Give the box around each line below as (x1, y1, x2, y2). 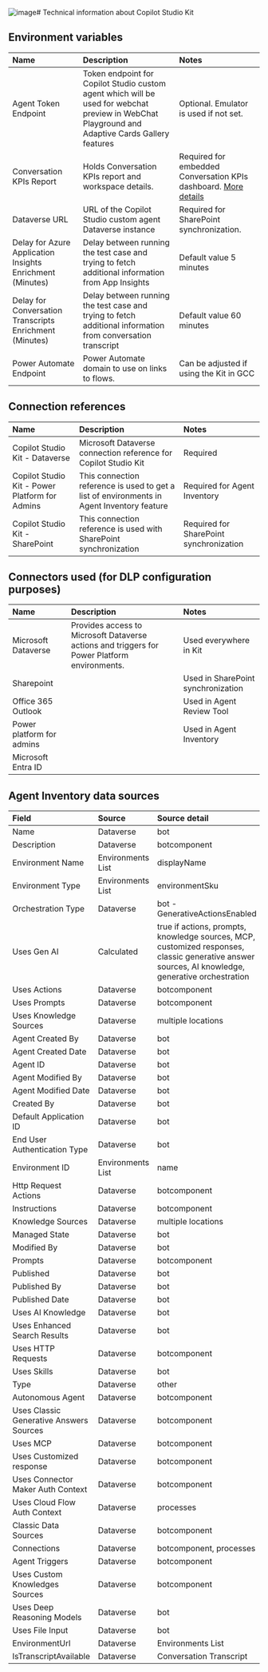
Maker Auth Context (12, 1484, 88, 1495)
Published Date (12, 1294, 69, 1305)
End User (12, 1134, 47, 1145)
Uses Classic (12, 1405, 61, 1416)
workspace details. (82, 181, 154, 192)
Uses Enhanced (12, 1320, 72, 1331)
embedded (179, 161, 220, 172)
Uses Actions (12, 984, 62, 996)
